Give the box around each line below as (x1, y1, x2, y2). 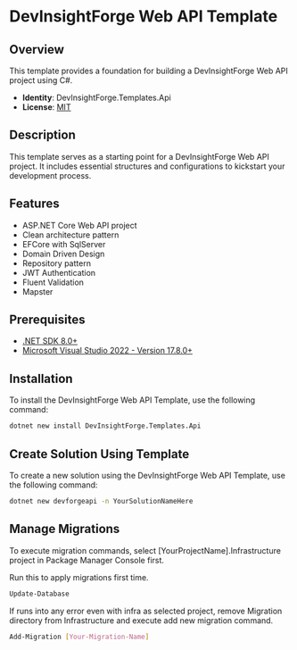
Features (9, 196, 60, 212)
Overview (9, 42, 65, 57)
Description (9, 128, 76, 143)
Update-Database (9, 589, 70, 598)
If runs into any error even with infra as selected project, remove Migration (9, 605, 283, 616)
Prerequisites (9, 312, 86, 328)
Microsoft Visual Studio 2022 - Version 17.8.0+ (21, 346, 194, 356)
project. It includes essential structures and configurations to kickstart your (9, 161, 285, 171)
